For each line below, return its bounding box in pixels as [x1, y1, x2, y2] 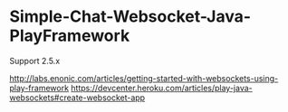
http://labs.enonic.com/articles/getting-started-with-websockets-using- [9, 72, 279, 83]
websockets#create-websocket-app [9, 92, 146, 103]
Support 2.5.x [9, 55, 61, 66]
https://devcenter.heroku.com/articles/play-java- [71, 82, 254, 93]
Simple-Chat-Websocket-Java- [9, 6, 252, 27]
